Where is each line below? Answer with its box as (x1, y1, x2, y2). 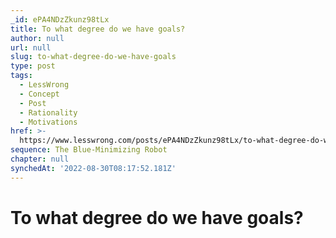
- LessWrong (19, 80, 70, 90)
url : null (10, 42, 52, 53)
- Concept (19, 89, 60, 99)
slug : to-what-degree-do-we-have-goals (10, 52, 177, 62)
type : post (10, 61, 56, 71)
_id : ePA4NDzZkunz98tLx (10, 14, 110, 25)
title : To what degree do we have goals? (10, 24, 186, 34)
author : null (10, 33, 65, 43)
